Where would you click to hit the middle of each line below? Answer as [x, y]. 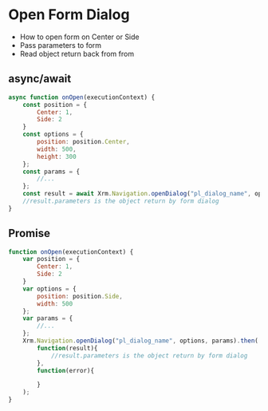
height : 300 [57, 156]
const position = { [55, 105]
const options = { [53, 134]
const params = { [51, 172]
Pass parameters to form [61, 45]
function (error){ [65, 370]
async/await [40, 79]
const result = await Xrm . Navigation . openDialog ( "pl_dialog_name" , [137, 194]
